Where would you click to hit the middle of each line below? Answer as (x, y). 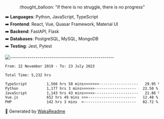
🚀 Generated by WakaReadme (35, 111)
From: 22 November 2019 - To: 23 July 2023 (50, 66)
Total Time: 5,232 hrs (28, 75)
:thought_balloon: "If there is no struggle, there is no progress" (82, 7)
